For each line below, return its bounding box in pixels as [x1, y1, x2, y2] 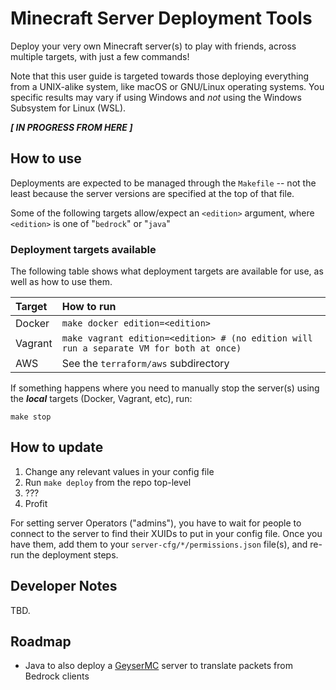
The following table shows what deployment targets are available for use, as [10, 265, 324, 277]
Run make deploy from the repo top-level [24, 476, 192, 488]
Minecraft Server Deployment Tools [10, 7, 313, 30]
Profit [24, 497, 48, 509]
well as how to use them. [10, 276, 113, 288]
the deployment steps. [26, 548, 119, 561]
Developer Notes [10, 578, 118, 595]
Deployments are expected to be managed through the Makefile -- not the [10, 177, 317, 189]
